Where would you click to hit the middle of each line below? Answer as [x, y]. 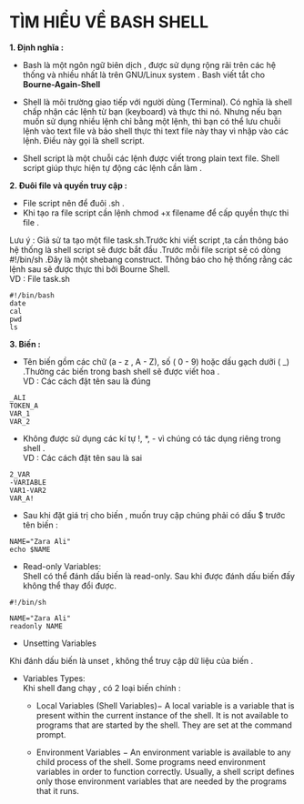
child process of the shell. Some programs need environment [151, 761]
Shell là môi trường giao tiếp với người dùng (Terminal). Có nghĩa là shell [157, 102]
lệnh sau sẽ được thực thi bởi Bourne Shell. [90, 269]
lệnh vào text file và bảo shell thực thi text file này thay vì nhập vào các [156, 131]
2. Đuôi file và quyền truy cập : [68, 186]
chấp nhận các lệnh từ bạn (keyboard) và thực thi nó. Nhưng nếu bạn [152, 111]
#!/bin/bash [32, 295]
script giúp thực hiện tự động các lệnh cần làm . [112, 167]
